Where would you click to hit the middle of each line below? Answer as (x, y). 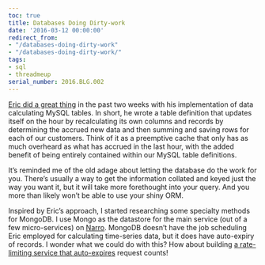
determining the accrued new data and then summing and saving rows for (129, 129)
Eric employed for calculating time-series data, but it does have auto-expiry (131, 236)
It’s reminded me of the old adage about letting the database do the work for (132, 170)
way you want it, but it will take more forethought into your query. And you (129, 187)
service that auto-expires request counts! (101, 252)
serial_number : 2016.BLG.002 (56, 81)
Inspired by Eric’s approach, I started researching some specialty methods (129, 210)
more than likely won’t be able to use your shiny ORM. (96, 195)
